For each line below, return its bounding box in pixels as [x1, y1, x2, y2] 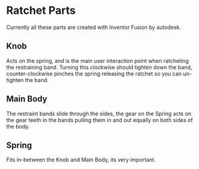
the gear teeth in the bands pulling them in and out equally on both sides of [6, 116, 193, 124]
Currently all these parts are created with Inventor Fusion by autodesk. [6, 24, 182, 31]
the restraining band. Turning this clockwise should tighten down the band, [6, 63, 192, 71]
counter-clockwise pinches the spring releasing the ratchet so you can [6, 70, 182, 77]
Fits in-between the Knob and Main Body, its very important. [6, 156, 156, 164]
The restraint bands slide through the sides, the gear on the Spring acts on [6, 110, 192, 117]
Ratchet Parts [6, 4, 76, 18]
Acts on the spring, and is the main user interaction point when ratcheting [6, 57, 189, 64]
